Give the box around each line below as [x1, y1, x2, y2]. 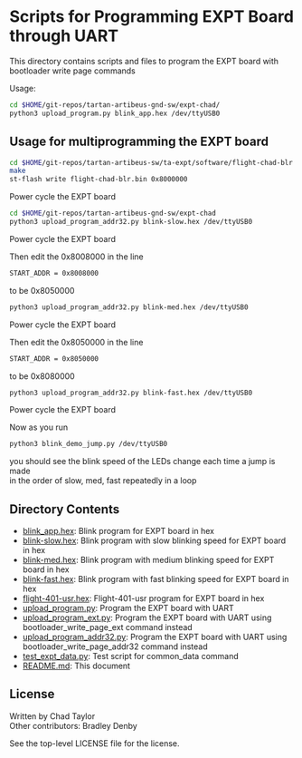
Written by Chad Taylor [9, 710, 96, 722]
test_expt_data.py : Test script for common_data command [22, 651, 240, 662]
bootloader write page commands [9, 65, 136, 76]
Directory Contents [9, 501, 120, 517]
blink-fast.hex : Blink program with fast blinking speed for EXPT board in [22, 574, 289, 585]
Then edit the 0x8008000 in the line [9, 251, 144, 262]
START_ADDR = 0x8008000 [9, 268, 99, 277]
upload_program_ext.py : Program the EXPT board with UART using [22, 612, 272, 623]
